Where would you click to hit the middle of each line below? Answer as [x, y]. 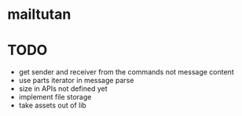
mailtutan [39, 14]
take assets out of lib [53, 105]
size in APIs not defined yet [63, 89]
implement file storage [55, 97]
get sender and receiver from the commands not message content [126, 72]
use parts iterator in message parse [76, 81]
